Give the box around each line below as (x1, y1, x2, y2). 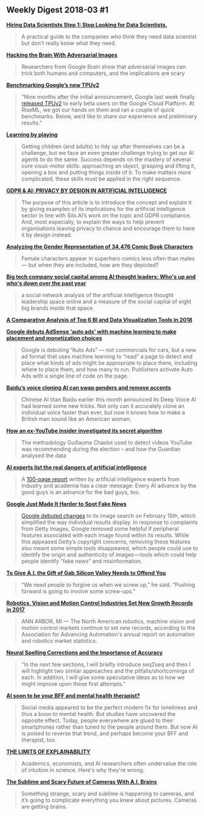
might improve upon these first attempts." (21, 680, 126, 687)
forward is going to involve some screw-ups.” (21, 587, 136, 595)
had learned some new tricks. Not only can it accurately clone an (21, 402, 185, 409)
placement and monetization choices (6, 334, 102, 342)
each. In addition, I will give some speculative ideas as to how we (21, 673, 185, 681)
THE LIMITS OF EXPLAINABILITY (6, 748, 91, 755)
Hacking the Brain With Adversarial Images (6, 51, 118, 59)
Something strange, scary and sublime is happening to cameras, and (21, 790, 194, 797)
